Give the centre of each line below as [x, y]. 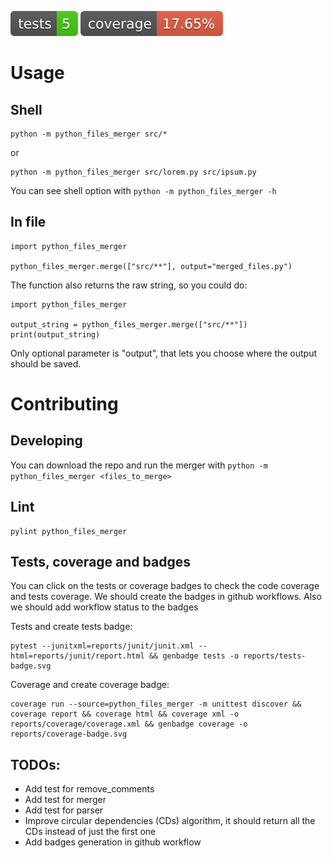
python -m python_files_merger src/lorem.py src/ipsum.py [133, 172]
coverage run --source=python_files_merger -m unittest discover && [156, 704]
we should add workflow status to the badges [104, 607]
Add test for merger [65, 800]
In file [28, 222]
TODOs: [35, 764]
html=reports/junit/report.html [77, 656]
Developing [46, 441]
